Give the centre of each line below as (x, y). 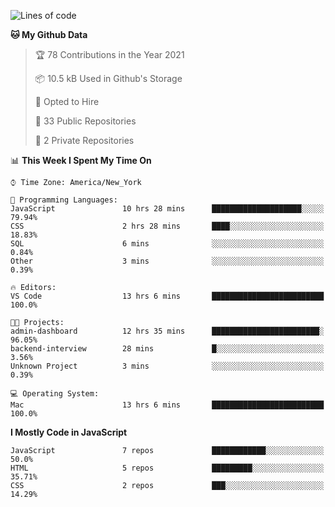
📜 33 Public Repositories (85, 121)
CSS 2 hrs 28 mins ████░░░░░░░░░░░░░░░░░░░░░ (167, 226)
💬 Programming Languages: (64, 200)
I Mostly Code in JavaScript (69, 432)
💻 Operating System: (55, 394)
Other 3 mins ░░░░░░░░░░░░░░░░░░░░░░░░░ (167, 261)
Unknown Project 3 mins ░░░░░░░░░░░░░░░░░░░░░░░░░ (167, 366)
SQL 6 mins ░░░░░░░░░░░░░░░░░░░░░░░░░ (167, 244)
